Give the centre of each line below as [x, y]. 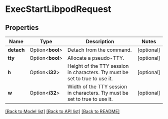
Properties [22, 28]
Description [100, 42]
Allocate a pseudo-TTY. [96, 58]
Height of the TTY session [98, 66]
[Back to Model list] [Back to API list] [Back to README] [62, 111]
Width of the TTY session [97, 87]
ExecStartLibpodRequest [58, 9]
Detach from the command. [99, 50]
